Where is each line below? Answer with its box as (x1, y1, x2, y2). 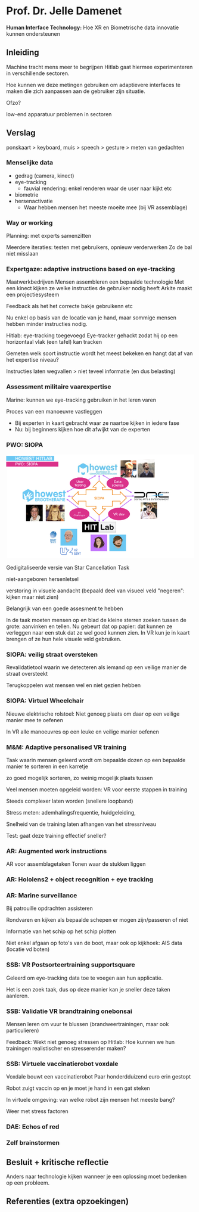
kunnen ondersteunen (6, 30, 61, 37)
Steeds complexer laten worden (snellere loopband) (6, 797, 133, 804)
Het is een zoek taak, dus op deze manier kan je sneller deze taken (6, 986, 171, 993)
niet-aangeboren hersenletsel (6, 576, 79, 583)
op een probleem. (6, 1179, 50, 1186)
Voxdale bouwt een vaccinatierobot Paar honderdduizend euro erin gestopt (6, 1073, 191, 1080)
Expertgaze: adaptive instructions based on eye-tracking (6, 265, 175, 274)
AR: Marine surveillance (6, 891, 77, 900)
